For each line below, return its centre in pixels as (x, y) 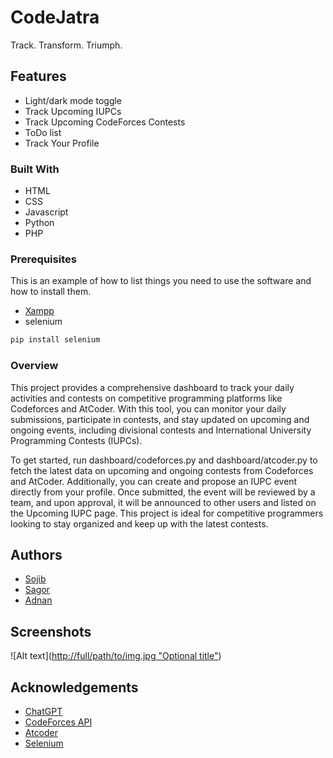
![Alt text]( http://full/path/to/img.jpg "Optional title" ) (116, 656)
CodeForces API (58, 722)
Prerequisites (43, 259)
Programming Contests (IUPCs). (76, 440)
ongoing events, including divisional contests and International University (161, 430)
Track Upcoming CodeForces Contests (105, 122)
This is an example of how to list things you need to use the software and (161, 281)
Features (38, 76)
